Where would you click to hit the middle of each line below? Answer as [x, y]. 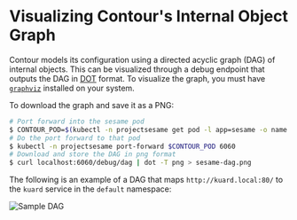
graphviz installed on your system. [72, 88]
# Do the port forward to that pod [75, 138]
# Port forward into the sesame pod [77, 122]
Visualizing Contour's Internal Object [148, 16]
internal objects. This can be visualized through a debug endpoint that [137, 69]
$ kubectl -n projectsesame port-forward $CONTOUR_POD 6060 [123, 146]
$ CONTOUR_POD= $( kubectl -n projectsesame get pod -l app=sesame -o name [148, 130]
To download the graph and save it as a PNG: [92, 105]
